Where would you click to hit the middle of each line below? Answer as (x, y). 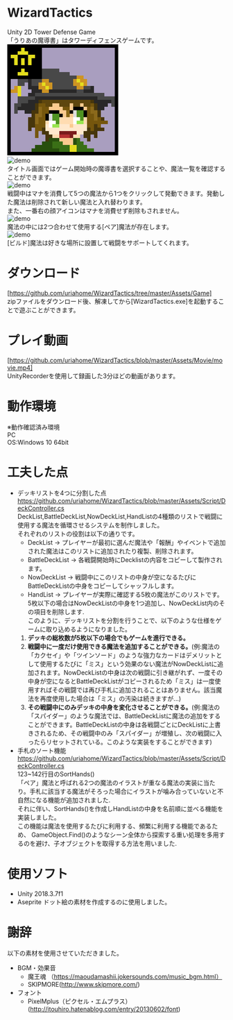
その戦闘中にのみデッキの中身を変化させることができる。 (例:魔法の (124, 707)
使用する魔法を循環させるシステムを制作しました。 (90, 525)
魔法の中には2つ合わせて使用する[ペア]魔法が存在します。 (90, 226)
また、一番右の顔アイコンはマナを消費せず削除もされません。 (95, 210)
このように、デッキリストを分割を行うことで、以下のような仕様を (122, 620)
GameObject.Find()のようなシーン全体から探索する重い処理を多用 (125, 835)
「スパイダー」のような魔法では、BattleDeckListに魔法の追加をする (124, 715)
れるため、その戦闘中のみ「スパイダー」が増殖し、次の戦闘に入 (131, 733)
